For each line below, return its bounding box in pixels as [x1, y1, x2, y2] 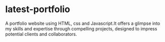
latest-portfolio [5, 4, 71, 15]
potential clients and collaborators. [5, 31, 77, 37]
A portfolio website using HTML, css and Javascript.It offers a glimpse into [5, 20, 160, 26]
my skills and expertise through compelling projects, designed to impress [5, 25, 157, 31]
